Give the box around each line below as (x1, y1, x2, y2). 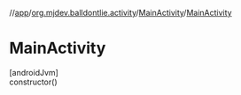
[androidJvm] (9, 67, 59, 77)
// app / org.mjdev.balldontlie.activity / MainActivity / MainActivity (9, 8, 232, 18)
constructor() (9, 77, 58, 87)
